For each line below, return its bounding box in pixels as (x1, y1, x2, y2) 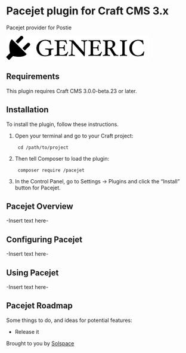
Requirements (6, 72, 60, 82)
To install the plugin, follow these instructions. (6, 121, 119, 128)
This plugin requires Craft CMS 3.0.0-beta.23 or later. (6, 87, 137, 94)
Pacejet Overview (6, 201, 73, 211)
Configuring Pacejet (6, 234, 82, 244)
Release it (14, 328, 39, 335)
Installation (6, 105, 49, 115)
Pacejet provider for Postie (6, 24, 72, 31)
